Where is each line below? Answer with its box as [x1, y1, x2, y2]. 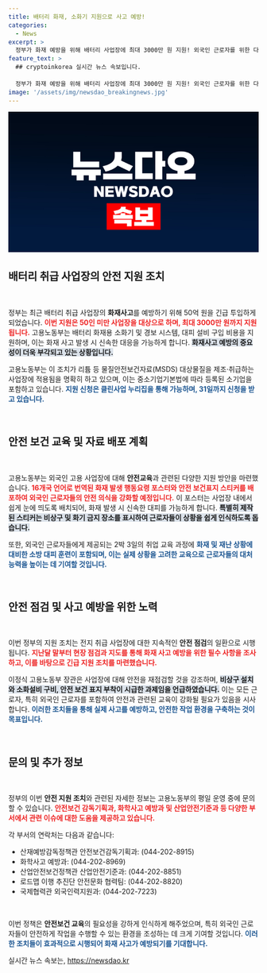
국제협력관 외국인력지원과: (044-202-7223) [19, 886, 157, 897]
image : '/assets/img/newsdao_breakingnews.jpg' [8, 88, 169, 96]
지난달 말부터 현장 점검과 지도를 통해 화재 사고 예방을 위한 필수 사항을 [31, 648, 242, 658]
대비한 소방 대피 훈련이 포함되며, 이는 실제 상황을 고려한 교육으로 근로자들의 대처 [8, 549, 253, 559]
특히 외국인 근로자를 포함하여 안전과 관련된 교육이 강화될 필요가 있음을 [25, 695, 242, 705]
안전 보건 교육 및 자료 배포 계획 [8, 435, 149, 449]
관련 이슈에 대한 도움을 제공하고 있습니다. [29, 813, 156, 823]
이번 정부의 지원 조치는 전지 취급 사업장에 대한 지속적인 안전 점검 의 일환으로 [8, 638, 241, 647]
